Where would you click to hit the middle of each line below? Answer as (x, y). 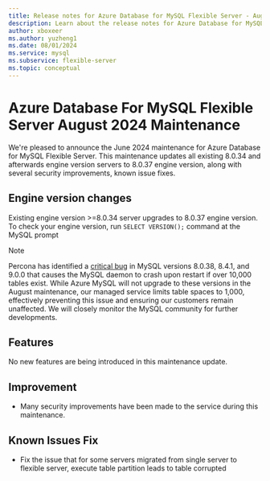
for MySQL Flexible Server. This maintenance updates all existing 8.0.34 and (135, 156)
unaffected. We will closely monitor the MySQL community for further (123, 308)
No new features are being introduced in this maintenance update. (118, 362)
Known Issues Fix (53, 440)
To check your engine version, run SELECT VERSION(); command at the (125, 226)
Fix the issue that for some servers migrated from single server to (128, 459)
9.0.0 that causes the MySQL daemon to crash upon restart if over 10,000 (130, 274)
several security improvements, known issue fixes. (92, 173)
